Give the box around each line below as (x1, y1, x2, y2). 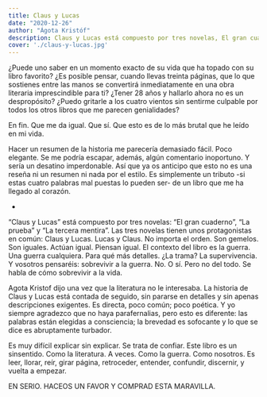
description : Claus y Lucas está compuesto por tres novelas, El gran (8, 33, 247, 42)
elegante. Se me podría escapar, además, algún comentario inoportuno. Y (8, 152, 250, 163)
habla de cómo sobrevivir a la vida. (8, 268, 123, 278)
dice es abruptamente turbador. (8, 326, 113, 335)
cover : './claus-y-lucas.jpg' (8, 41, 109, 49)
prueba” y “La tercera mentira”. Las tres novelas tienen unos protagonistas (8, 225, 252, 235)
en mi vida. (8, 129, 44, 139)
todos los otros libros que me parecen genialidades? (8, 105, 180, 115)
